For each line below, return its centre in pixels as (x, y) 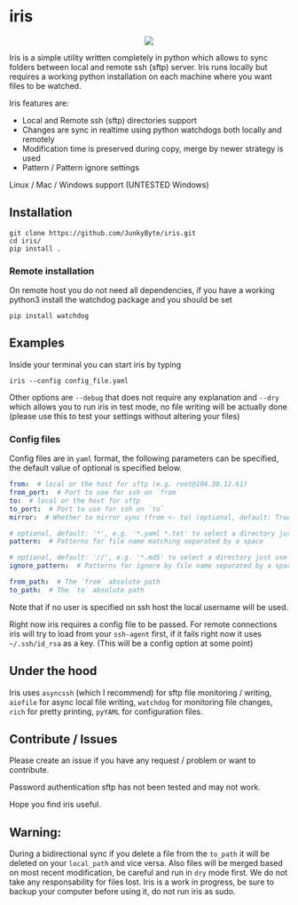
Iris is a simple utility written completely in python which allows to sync (139, 57)
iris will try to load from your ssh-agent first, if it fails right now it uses (135, 633)
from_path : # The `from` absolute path (85, 582)
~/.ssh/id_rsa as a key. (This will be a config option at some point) (131, 643)
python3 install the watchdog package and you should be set (121, 300)
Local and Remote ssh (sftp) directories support (110, 120)
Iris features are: (39, 103)
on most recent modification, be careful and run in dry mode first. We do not (149, 873)
